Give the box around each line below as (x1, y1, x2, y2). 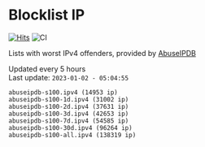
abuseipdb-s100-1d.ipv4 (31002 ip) (8, 95, 129, 103)
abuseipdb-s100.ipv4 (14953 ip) (8, 88, 118, 97)
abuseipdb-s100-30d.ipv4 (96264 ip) (8, 123, 133, 132)
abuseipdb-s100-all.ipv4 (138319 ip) (8, 131, 137, 139)
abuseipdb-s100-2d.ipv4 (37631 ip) (8, 102, 129, 110)
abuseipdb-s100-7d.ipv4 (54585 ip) (8, 116, 129, 125)
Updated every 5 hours (8, 63, 86, 74)
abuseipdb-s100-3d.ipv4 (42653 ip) (8, 110, 129, 118)
